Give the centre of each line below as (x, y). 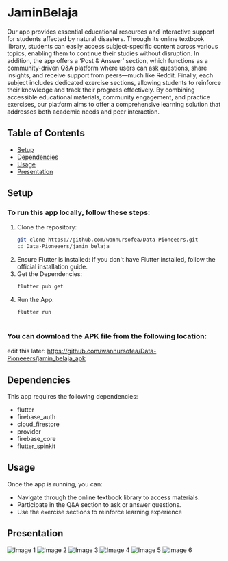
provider (29, 431)
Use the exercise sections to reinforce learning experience (100, 512)
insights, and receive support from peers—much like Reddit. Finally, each (110, 75)
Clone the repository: (47, 227)
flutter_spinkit (36, 446)
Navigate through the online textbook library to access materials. (108, 497)
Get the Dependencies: (50, 274)
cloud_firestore (38, 424)
